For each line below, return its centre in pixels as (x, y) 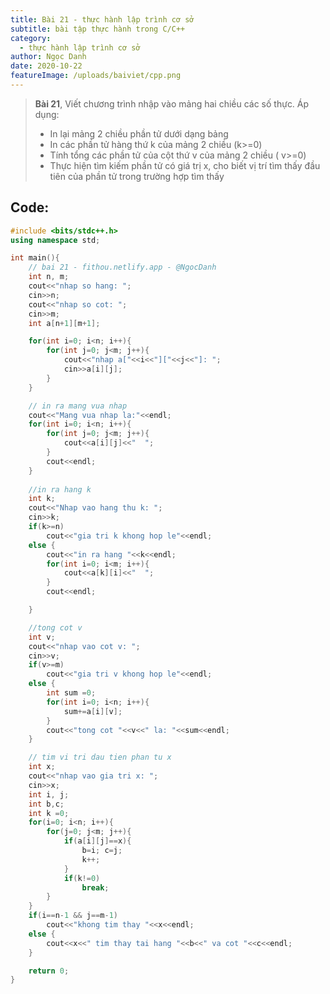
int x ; (42, 767)
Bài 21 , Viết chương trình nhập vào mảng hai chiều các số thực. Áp (172, 103)
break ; (95, 887)
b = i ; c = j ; (102, 851)
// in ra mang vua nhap (78, 406)
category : (31, 38)
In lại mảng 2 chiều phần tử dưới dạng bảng (139, 133)
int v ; (42, 637)
